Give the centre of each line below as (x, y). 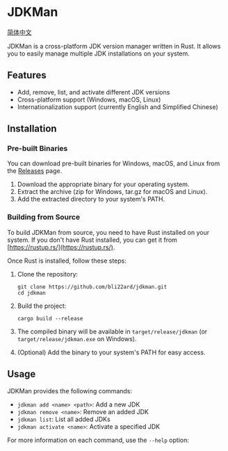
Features (27, 75)
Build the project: (42, 306)
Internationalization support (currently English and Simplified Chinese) (118, 107)
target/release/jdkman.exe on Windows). (77, 338)
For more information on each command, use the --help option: (98, 440)
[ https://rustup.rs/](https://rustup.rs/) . (61, 247)
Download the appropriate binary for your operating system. (103, 184)
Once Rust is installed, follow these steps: (67, 261)
